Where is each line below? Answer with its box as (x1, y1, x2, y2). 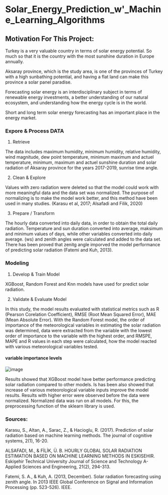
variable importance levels (5, 355, 62, 361)
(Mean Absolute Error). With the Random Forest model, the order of (5, 317, 145, 323)
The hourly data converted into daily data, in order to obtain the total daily (5, 220, 158, 226)
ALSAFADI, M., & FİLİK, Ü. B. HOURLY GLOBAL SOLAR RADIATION (5, 447, 142, 454)
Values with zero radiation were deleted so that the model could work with (5, 185, 159, 191)
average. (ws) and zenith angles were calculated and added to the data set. (5, 236, 162, 242)
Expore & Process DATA (5, 127, 64, 134)
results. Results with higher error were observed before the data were (5, 392, 150, 398)
